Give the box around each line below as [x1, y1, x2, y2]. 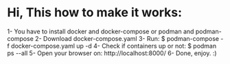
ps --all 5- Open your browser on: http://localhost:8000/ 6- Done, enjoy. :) [7, 49, 218, 57]
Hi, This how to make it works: [7, 5, 182, 20]
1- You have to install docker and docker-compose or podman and [7, 27, 194, 35]
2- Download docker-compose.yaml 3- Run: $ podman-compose [35, 34, 220, 42]
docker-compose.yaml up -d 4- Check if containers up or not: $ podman [11, 42, 217, 50]
